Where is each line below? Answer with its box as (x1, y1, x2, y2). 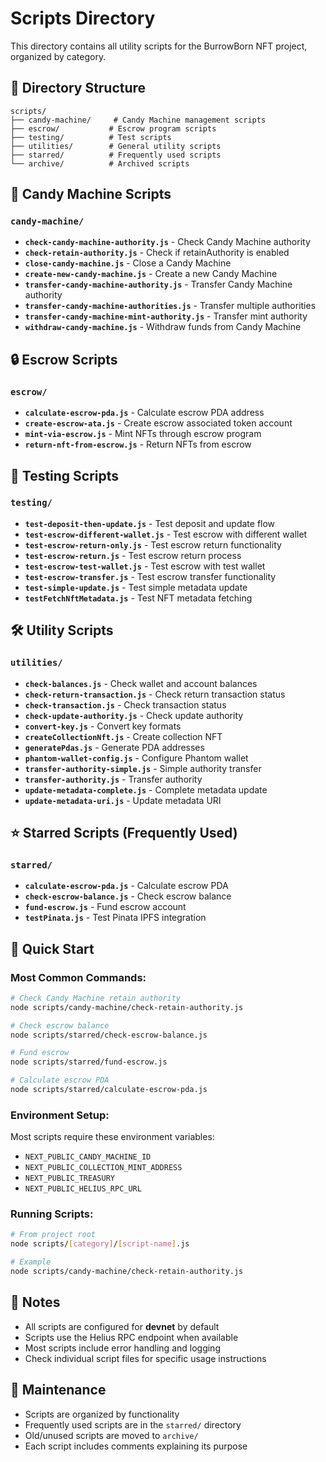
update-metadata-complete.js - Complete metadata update (24, 783, 268, 796)
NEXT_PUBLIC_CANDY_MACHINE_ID (24, 1152, 152, 1162)
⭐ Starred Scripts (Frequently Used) (10, 824, 238, 841)
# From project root (10, 1230, 97, 1240)
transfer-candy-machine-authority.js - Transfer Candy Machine (24, 278, 293, 291)
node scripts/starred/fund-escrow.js (10, 1057, 168, 1067)
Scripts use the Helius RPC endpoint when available (24, 1331, 239, 1343)
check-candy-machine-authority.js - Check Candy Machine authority (24, 236, 311, 248)
